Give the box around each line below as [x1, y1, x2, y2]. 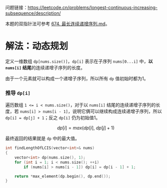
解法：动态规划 [5, 40, 68, 52]
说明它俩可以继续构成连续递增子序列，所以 [72, 109, 162, 115]
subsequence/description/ [5, 10, 61, 16]
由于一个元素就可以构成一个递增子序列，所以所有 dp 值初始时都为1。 [5, 75, 149, 82]
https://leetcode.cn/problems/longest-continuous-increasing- [28, 5, 158, 10]
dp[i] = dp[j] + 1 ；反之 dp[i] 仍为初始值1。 [5, 115, 101, 121]
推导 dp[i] [5, 89, 31, 96]
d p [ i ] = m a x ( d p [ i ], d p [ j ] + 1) [57, 125, 115, 131]
